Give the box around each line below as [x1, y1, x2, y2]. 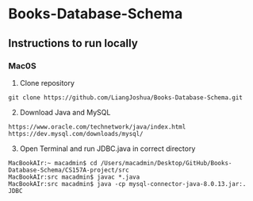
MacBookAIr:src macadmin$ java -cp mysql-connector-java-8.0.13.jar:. [8, 180, 247, 187]
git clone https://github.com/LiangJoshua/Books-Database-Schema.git [8, 93, 243, 102]
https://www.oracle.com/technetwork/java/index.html [8, 122, 186, 131]
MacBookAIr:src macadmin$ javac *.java [8, 172, 140, 181]
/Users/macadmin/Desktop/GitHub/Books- [100, 159, 232, 167]
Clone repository [19, 78, 75, 87]
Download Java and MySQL [19, 107, 111, 117]
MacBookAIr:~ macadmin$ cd [8, 159, 98, 167]
